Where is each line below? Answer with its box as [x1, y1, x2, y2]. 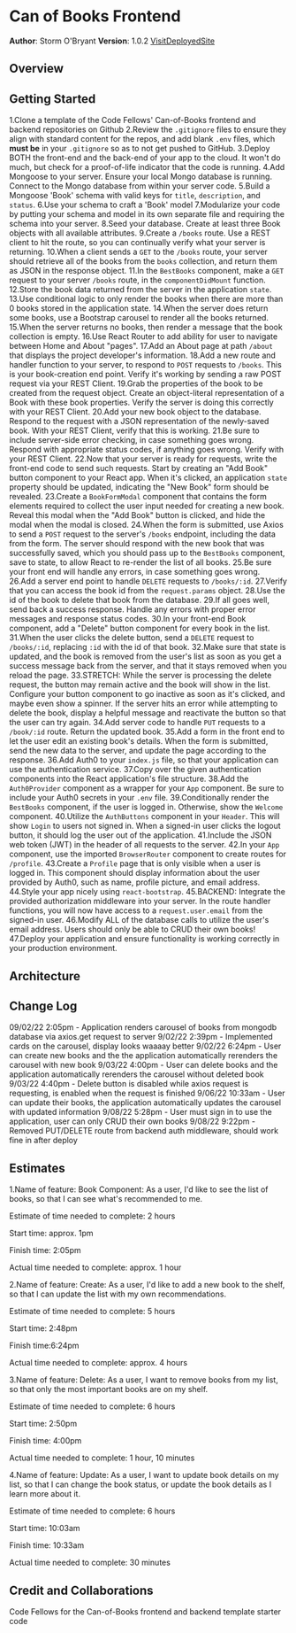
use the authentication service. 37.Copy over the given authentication [9, 764, 262, 775]
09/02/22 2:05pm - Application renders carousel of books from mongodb [9, 1022, 277, 1033]
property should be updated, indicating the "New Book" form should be [9, 482, 269, 492]
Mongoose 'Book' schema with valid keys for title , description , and [9, 190, 261, 201]
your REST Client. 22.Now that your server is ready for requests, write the [9, 453, 277, 464]
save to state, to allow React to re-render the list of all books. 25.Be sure [9, 557, 272, 568]
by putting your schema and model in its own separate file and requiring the [9, 209, 285, 220]
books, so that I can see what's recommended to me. [9, 1194, 203, 1204]
